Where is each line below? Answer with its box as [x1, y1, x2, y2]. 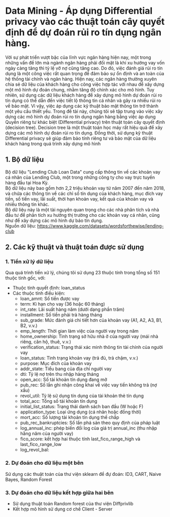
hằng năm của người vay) [20, 431, 74, 437]
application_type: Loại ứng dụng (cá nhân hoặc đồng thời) [20, 409, 142, 415]
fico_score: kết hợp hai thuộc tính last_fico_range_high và [20, 436, 141, 442]
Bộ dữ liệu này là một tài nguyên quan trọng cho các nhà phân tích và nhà [5, 206, 159, 213]
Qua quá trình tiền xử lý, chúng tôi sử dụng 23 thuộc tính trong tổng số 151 [5, 270, 160, 276]
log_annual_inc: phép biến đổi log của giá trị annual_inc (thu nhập [20, 425, 157, 431]
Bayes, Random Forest [5, 476, 52, 482]
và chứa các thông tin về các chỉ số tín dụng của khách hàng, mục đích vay [5, 190, 163, 197]
